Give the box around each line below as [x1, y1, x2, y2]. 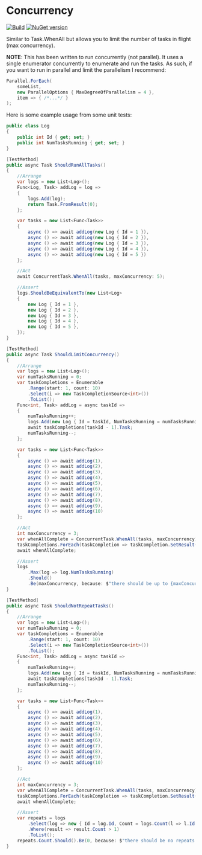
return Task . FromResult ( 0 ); [28, 201, 98, 207]
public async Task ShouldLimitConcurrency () [6, 351, 120, 357]
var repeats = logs [17, 815, 66, 821]
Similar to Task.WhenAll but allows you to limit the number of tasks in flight [6, 35, 191, 42]
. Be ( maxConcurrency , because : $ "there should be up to [28, 581, 168, 587]
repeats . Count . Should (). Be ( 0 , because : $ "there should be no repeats [17, 837, 195, 844]
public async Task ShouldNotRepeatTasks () [6, 603, 114, 609]
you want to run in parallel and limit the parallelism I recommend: [6, 66, 167, 73]
